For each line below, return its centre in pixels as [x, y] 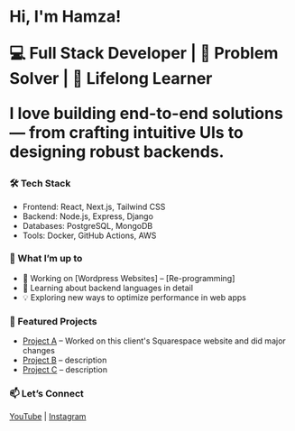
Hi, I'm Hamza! [65, 17]
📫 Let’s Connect [46, 394]
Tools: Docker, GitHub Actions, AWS [89, 235]
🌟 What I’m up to [46, 259]
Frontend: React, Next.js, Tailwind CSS [94, 206]
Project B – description [65, 360]
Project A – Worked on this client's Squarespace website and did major [154, 341]
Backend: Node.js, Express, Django [88, 216]
